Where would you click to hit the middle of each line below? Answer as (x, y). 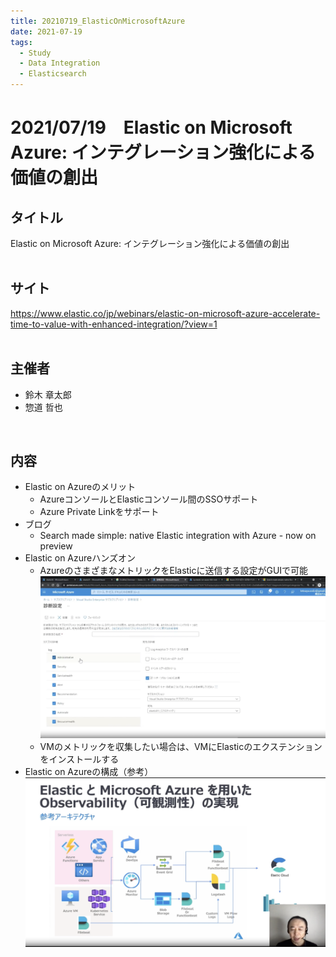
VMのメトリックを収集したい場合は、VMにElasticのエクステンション (181, 746)
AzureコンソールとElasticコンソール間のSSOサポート (149, 499)
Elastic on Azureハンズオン (80, 558)
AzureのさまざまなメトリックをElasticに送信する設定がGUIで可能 (174, 571)
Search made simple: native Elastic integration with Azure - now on (178, 536)
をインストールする (79, 759)
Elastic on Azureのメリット (80, 487)
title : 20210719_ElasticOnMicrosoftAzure (98, 21)
